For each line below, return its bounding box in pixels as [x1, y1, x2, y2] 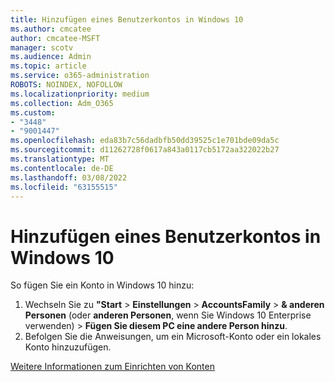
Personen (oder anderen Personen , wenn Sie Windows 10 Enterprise [24, 309, 312, 321]
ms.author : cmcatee [10, 24, 92, 34]
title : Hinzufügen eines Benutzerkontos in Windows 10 [10, 14, 244, 25]
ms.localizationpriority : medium [10, 89, 150, 99]
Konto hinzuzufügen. [24, 341, 112, 353]
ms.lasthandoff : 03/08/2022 [10, 172, 128, 183]
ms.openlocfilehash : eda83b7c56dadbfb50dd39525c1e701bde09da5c [10, 136, 280, 146]
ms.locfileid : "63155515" [10, 182, 118, 192]
